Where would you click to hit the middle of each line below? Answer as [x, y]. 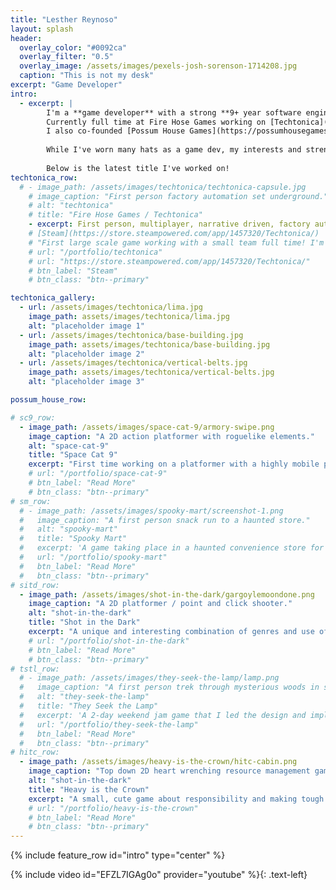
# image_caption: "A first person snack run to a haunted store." [165, 520]
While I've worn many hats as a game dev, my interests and [174, 150]
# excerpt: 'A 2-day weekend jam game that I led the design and [163, 715]
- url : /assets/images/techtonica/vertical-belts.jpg [133, 363]
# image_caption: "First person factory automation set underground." [178, 196]
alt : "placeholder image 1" [86, 326]
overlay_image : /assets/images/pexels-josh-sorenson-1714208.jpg [158, 66]
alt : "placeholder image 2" [86, 354]
